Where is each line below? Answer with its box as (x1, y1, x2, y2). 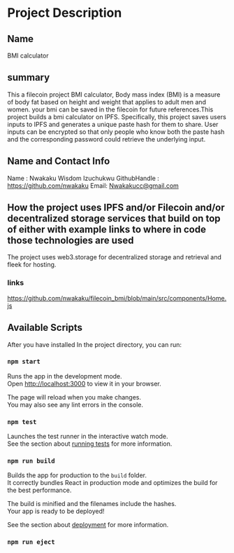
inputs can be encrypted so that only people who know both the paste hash (7, 128, 225, 136)
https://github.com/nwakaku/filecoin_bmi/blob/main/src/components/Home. (7, 294, 227, 302)
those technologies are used (7, 235, 134, 247)
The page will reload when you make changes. (7, 392, 142, 401)
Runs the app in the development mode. (7, 371, 122, 380)
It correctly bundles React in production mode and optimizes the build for (7, 479, 218, 487)
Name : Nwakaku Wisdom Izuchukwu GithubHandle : (7, 174, 159, 182)
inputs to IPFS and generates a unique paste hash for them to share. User (7, 120, 219, 128)
